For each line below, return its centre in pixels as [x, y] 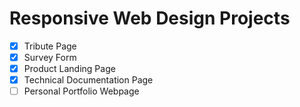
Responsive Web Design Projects [150, 18]
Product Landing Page [69, 69]
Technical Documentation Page [88, 80]
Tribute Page [50, 46]
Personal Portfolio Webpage [81, 91]
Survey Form [50, 57]
